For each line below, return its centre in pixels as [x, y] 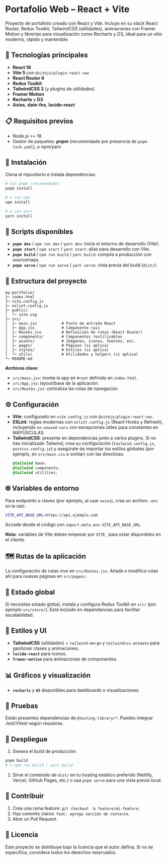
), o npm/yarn [47, 147]
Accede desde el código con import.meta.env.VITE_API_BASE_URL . [73, 524]
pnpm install [19, 188]
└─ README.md [19, 359]
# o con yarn [19, 211]
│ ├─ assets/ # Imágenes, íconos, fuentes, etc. [71, 341]
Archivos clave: [22, 368]
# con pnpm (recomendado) [32, 184]
